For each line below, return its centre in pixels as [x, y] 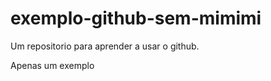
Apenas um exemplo [52, 65]
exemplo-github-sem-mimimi [136, 18]
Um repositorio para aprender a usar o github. [105, 46]
